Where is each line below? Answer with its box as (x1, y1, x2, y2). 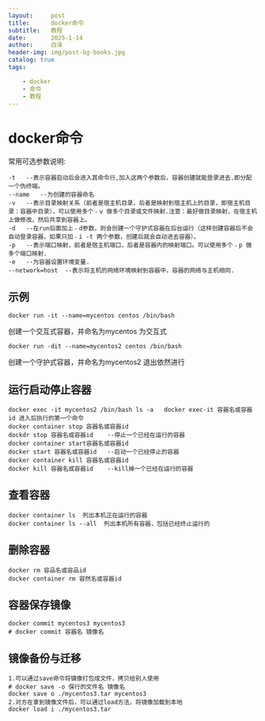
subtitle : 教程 (8, 26, 63, 34)
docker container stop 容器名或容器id (8, 422, 129, 431)
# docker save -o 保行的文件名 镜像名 (8, 683, 125, 691)
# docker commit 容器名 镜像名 (8, 628, 104, 636)
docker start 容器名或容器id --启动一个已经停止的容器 (8, 447, 180, 456)
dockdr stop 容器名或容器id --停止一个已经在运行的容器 (8, 431, 186, 439)
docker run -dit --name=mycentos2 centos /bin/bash (8, 343, 182, 351)
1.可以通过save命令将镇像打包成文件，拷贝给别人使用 (8, 675, 160, 683)
